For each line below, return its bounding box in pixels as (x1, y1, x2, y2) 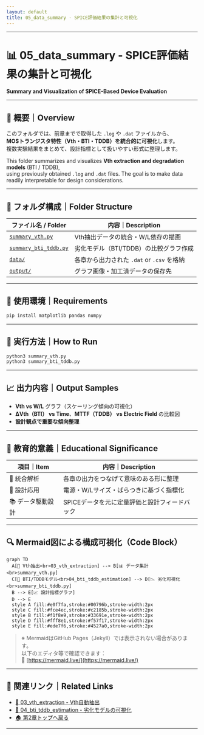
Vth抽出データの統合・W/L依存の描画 (74, 233, 181, 241)
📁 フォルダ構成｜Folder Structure (6, 201, 133, 212)
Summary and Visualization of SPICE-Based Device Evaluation (6, 88, 168, 95)
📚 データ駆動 (9, 497, 49, 505)
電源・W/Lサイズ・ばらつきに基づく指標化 (63, 486, 185, 494)
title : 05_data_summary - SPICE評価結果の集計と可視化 (6, 15, 138, 21)
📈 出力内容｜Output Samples (6, 382, 119, 393)
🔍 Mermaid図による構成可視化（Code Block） (6, 537, 182, 548)
